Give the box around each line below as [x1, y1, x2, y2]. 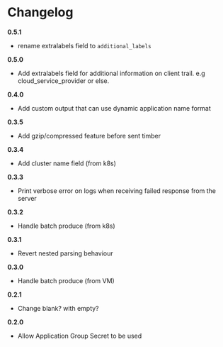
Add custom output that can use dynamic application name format [17, 104, 211, 112]
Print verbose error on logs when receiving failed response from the [17, 186, 216, 195]
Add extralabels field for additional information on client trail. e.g [17, 69, 205, 77]
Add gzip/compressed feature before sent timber [17, 131, 161, 140]
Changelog [7, 4, 74, 21]
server [17, 194, 37, 202]
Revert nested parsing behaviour [17, 249, 113, 258]
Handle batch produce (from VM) [17, 276, 115, 285]
